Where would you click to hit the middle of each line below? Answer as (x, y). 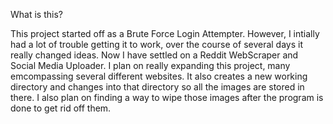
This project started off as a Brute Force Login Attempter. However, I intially (165, 33)
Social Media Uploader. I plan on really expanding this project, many (150, 65)
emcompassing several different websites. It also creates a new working (159, 76)
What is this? (36, 14)
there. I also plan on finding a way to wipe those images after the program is (167, 97)
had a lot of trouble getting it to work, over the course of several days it (157, 44)
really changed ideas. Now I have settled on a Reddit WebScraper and (154, 55)
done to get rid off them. (61, 108)
